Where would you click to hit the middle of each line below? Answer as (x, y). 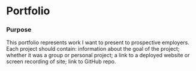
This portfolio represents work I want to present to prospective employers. (98, 42)
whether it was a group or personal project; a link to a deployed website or (98, 55)
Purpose (19, 30)
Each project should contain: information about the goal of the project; (93, 49)
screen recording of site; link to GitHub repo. (61, 61)
